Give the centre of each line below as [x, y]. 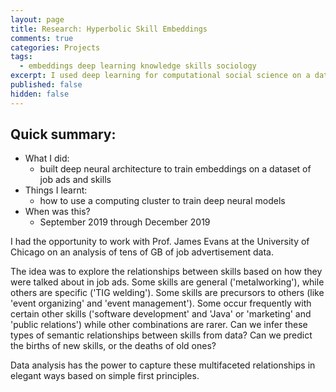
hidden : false [40, 94]
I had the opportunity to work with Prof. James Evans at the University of [160, 242]
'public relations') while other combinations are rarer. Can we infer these [159, 325]
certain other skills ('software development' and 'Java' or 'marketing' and [161, 314]
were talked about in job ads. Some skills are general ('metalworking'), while [167, 282]
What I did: [47, 158]
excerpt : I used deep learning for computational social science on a [160, 76]
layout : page [37, 19]
